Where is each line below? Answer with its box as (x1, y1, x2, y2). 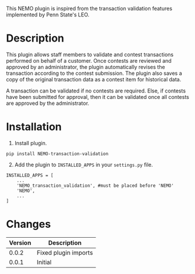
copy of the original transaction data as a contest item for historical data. (6, 76, 182, 83)
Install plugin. (14, 139, 47, 146)
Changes (6, 218, 51, 231)
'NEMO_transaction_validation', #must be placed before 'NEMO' (16, 183, 175, 189)
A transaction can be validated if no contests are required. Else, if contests (6, 87, 186, 94)
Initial (37, 258, 52, 266)
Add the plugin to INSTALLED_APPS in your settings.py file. (14, 161, 153, 168)
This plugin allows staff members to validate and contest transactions (6, 51, 174, 58)
